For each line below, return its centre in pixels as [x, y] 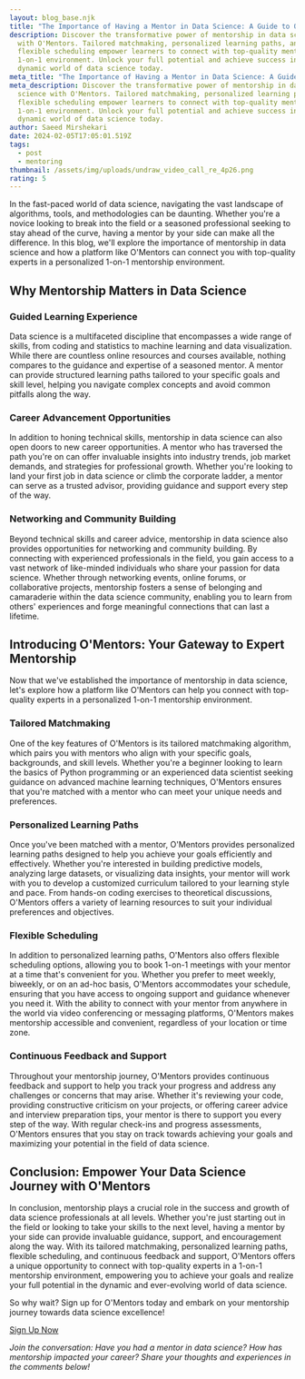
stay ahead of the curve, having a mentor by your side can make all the [142, 233]
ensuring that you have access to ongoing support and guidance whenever [150, 994]
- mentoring [40, 161]
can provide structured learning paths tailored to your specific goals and [145, 374]
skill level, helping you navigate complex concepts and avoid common [140, 384]
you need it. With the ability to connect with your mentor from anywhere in [148, 1004]
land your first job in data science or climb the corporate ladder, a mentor [146, 476]
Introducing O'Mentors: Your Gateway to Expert [147, 645]
